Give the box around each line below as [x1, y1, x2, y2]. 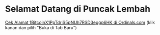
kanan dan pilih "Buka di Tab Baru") [5, 24, 77, 30]
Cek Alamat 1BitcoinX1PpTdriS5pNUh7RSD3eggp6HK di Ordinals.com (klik [5, 19, 155, 25]
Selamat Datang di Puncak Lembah [5, 3, 151, 15]
